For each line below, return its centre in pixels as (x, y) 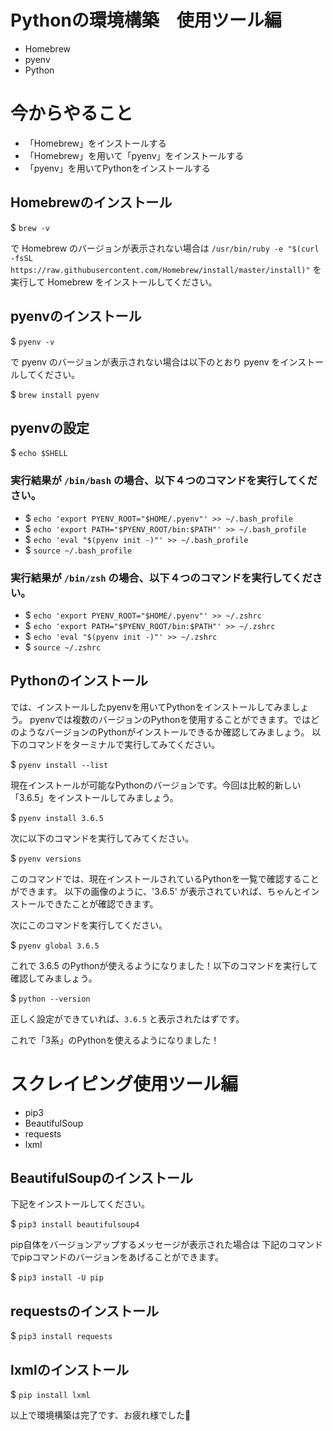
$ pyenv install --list (59, 764)
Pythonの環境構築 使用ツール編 (146, 20)
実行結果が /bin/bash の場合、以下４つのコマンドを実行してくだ (164, 481)
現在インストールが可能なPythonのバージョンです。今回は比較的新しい (156, 785)
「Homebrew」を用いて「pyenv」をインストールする (134, 155)
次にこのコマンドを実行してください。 (89, 925)
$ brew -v (30, 227)
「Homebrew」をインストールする (95, 143)
